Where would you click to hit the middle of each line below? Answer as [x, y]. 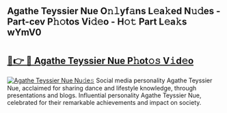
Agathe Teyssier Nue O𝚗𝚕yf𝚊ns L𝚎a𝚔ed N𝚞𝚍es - [114, 11]
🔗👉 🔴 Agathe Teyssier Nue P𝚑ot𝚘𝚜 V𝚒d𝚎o [101, 61]
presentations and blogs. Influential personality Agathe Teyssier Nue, [104, 95]
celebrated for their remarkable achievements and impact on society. [104, 102]
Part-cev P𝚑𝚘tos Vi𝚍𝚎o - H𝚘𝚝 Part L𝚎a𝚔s [97, 22]
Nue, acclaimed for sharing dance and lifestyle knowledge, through [102, 88]
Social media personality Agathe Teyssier [154, 80]
